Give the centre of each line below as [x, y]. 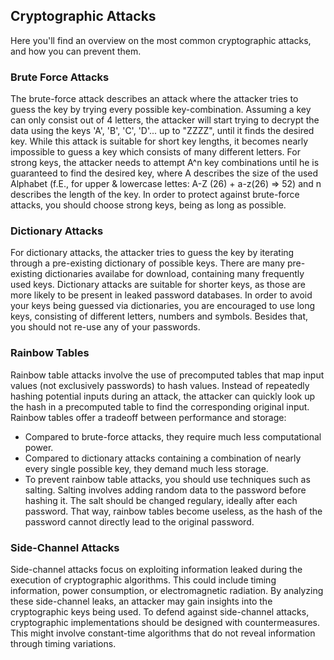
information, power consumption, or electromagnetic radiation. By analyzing [167, 590]
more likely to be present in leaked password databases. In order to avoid [161, 295]
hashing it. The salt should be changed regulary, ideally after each [161, 500]
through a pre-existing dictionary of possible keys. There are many [148, 263]
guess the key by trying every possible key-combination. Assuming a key [161, 110]
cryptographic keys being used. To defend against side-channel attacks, [160, 612]
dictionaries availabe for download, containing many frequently [174, 274]
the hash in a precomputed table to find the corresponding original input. [160, 406]
